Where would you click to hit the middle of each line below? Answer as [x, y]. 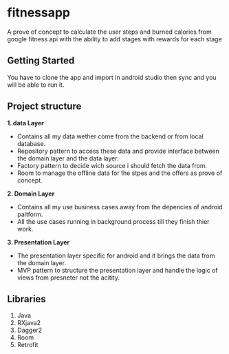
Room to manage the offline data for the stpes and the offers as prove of [120, 173]
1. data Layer [26, 123]
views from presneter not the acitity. [68, 278]
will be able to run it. [36, 85]
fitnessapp [39, 13]
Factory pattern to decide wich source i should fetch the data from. [112, 165]
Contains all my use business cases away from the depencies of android [120, 207]
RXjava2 [29, 323]
